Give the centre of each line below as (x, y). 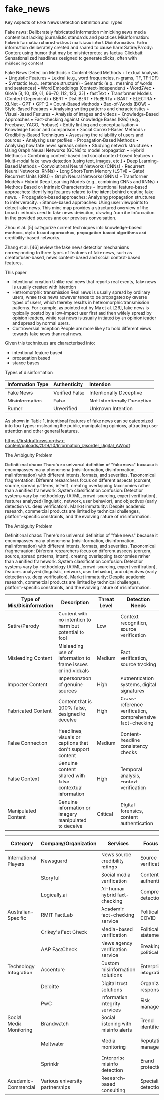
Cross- (129, 698)
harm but (69, 626)
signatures (133, 691)
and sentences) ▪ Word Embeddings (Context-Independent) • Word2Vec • (80, 88)
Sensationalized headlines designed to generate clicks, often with (71, 58)
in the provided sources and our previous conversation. (61, 218)
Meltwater (52, 1044)
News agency (117, 943)
